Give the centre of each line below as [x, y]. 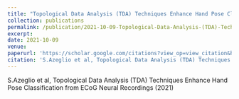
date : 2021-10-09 [33, 40]
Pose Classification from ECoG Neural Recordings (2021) [91, 87]
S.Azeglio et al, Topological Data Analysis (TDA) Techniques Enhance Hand [118, 80]
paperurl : [22, 54]
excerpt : [20, 34]
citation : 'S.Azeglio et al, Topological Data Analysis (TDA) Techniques [119, 60]
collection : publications [46, 21]
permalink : [23, 27]
